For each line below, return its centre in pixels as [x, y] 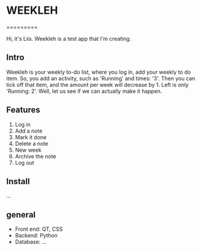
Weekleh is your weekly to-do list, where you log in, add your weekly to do [99, 72]
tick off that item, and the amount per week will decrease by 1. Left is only [97, 85]
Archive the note [36, 156]
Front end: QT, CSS [39, 229]
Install [18, 181]
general [21, 214]
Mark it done [31, 137]
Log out [24, 162]
